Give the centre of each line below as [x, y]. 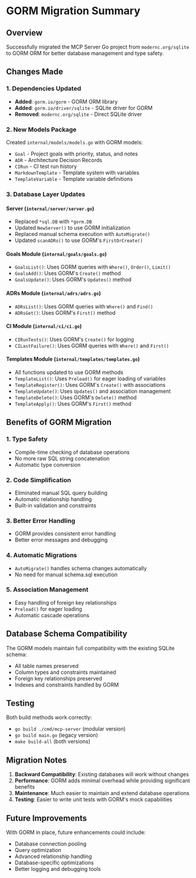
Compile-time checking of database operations [72, 452]
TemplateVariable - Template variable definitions [73, 179]
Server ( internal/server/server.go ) [50, 208]
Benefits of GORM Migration [59, 422]
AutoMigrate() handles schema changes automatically [81, 568]
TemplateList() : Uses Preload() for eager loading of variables [90, 378]
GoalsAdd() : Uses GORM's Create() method [68, 273]
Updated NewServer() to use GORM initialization [73, 228]
